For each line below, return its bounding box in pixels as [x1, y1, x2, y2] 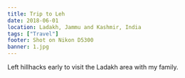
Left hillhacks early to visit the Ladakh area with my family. [7, 63, 179, 71]
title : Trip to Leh [7, 10, 65, 18]
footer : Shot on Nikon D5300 [7, 37, 94, 44]
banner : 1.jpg [7, 43, 50, 50]
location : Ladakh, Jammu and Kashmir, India [7, 23, 142, 30]
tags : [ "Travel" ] [7, 30, 59, 38]
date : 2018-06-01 [7, 17, 59, 24]
